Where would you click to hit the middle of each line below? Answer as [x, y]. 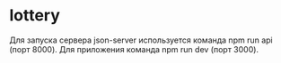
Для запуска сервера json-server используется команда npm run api [141, 40]
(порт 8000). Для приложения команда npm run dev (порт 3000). [134, 49]
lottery [35, 16]
